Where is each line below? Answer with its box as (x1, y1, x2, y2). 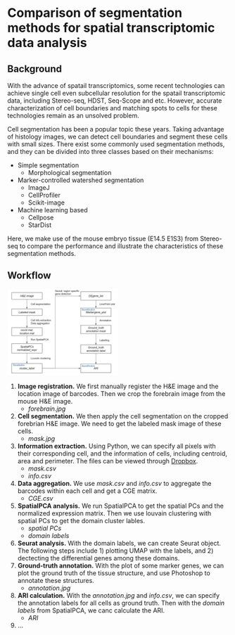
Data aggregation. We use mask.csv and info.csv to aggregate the (17, 479, 212, 487)
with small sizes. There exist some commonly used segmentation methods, (7, 140, 225, 148)
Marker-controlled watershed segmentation (17, 176, 144, 184)
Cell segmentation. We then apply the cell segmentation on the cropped (17, 411, 229, 420)
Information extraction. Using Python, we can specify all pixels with (17, 442, 216, 450)
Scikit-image (27, 198, 65, 207)
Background (7, 63, 62, 75)
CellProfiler (27, 191, 61, 199)
